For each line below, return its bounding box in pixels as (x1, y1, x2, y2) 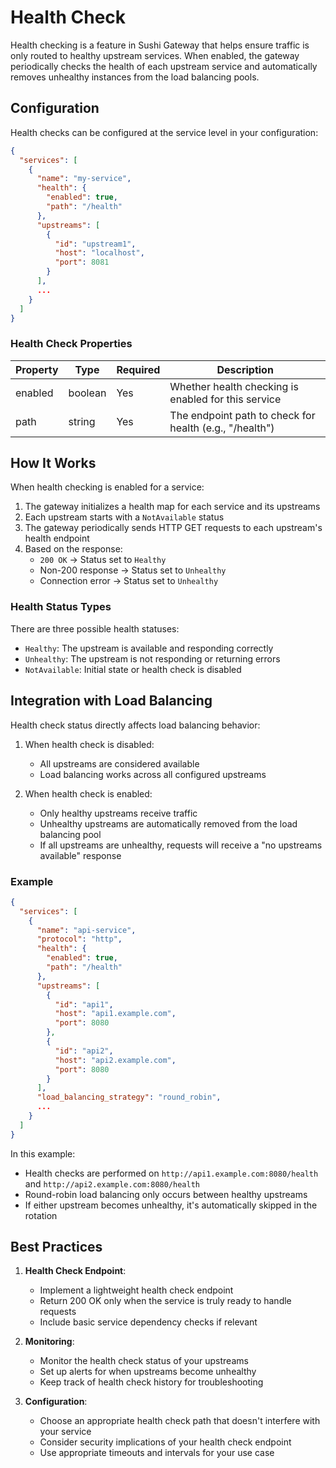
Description (216, 362, 274, 376)
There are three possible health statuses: (10, 622, 180, 635)
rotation (24, 1209, 58, 1221)
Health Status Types (10, 600, 112, 614)
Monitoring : (24, 1336, 75, 1348)
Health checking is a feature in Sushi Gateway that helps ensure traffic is (10, 39, 310, 51)
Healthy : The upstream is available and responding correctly (24, 642, 274, 654)
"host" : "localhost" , (54, 248, 145, 258)
